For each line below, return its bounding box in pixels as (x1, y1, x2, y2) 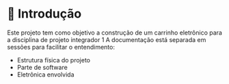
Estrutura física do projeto (16, 56, 91, 64)
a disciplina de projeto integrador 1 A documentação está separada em (7, 35, 206, 43)
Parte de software (16, 63, 68, 71)
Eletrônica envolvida (16, 70, 75, 79)
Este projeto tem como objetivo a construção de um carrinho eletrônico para (7, 28, 222, 37)
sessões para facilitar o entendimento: (7, 43, 115, 51)
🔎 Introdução (7, 6, 82, 22)
